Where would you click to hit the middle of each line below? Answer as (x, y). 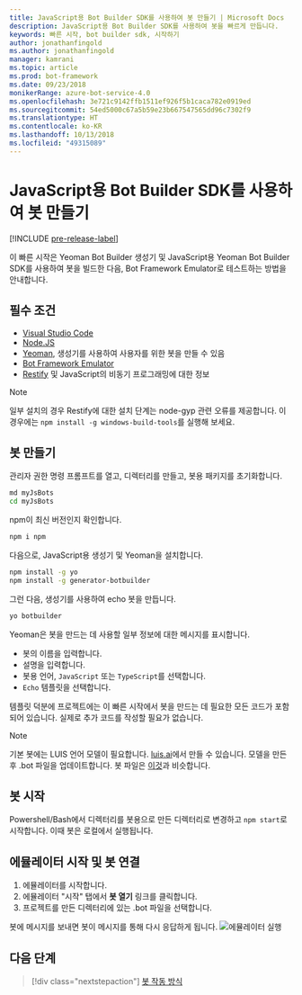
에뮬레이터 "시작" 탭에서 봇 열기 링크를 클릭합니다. (110, 897)
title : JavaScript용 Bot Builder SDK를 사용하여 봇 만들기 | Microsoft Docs (147, 18)
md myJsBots (31, 493)
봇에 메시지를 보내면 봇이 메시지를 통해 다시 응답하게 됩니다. (114, 927)
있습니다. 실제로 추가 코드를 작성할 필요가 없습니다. (115, 717)
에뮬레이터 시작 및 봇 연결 (75, 861)
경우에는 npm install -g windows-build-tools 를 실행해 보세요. (122, 421)
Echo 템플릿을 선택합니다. (67, 687)
